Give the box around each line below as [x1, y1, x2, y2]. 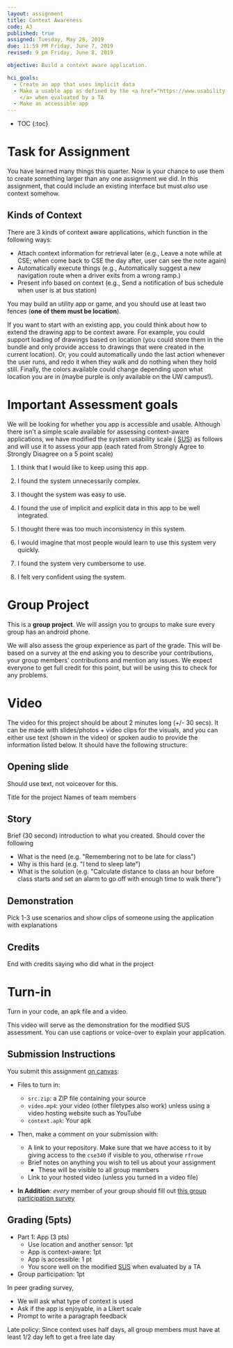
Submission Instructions [7, 1049, 116, 1060]
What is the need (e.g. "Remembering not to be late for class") [17, 852, 196, 861]
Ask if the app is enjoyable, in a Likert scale [17, 1304, 142, 1312]
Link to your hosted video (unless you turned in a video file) [27, 1173, 198, 1181]
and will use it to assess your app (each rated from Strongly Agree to [7, 442, 204, 450]
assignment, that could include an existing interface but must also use [7, 182, 209, 191]
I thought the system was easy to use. [17, 490, 127, 498]
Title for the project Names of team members [7, 793, 137, 801]
